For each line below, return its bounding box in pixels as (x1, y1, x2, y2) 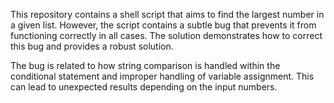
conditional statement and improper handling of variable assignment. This (10, 70, 315, 82)
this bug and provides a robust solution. (10, 40, 174, 52)
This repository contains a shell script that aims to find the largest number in (10, 9, 325, 20)
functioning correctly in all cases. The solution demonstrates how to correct (10, 30, 323, 41)
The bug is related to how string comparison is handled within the (10, 60, 281, 71)
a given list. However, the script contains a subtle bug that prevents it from (10, 19, 317, 31)
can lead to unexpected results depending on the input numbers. (10, 81, 278, 93)
